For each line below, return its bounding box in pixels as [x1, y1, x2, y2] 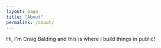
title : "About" [6, 14, 44, 20]
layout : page [6, 8, 38, 15]
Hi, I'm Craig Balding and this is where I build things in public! [6, 36, 156, 43]
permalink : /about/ [6, 19, 54, 25]
